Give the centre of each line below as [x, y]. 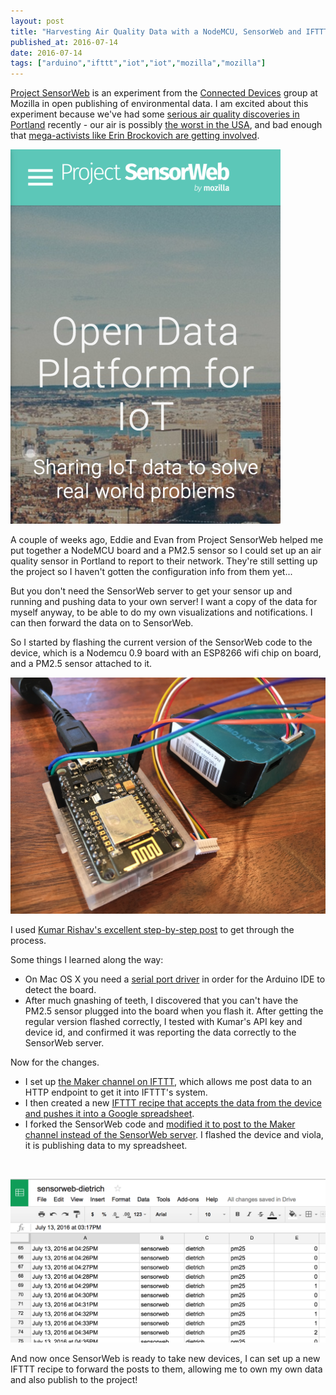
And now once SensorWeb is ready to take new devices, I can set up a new [165, 1359]
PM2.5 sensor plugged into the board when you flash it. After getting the [174, 1011]
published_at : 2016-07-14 [64, 42]
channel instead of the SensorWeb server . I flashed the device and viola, [174, 1135]
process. [28, 941]
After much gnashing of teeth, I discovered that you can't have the [161, 1001]
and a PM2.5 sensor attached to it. [81, 664]
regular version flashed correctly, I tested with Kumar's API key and [163, 1022]
